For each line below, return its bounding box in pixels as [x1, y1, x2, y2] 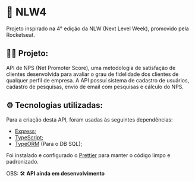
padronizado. [6, 158, 39, 165]
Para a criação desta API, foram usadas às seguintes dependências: [6, 116, 173, 123]
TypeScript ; [14, 133, 43, 141]
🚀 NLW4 [6, 5, 47, 19]
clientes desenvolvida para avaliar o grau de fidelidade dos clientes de [6, 71, 179, 78]
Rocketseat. [6, 31, 36, 38]
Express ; [14, 127, 37, 135]
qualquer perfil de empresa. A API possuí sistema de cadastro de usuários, [6, 76, 190, 84]
